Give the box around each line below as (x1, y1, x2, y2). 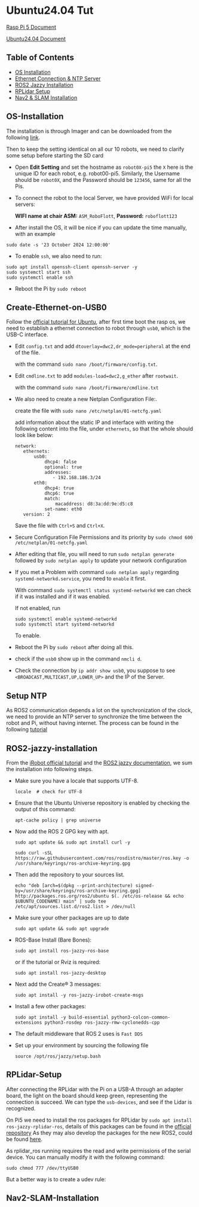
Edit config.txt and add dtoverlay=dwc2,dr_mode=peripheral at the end (14, 343, 191, 350)
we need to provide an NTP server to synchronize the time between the (6, 713, 182, 721)
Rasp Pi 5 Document (6, 23, 57, 31)
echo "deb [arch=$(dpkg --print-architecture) (14, 883, 133, 889)
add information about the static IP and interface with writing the (14, 419, 174, 426)
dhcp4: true (44, 485, 75, 491)
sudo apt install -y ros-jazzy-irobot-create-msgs (14, 992, 144, 998)
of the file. (14, 349, 41, 356)
